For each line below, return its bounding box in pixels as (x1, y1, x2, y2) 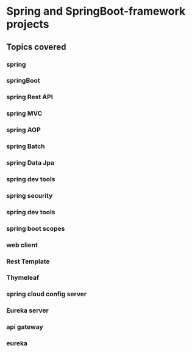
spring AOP (6, 125, 41, 134)
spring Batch (6, 142, 45, 151)
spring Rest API (6, 93, 53, 102)
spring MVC (6, 109, 43, 118)
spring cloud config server (6, 290, 87, 298)
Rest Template (6, 257, 50, 266)
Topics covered (6, 42, 66, 52)
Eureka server (6, 306, 49, 315)
